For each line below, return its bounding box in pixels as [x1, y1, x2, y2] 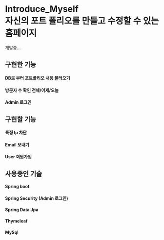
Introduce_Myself [5, 3, 79, 15]
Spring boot [5, 184, 30, 190]
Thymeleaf [5, 218, 28, 224]
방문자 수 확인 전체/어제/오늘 [5, 87, 59, 93]
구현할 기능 [5, 115, 37, 123]
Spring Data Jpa [5, 207, 39, 213]
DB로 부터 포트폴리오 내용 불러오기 [5, 75, 70, 81]
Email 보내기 [5, 142, 29, 147]
